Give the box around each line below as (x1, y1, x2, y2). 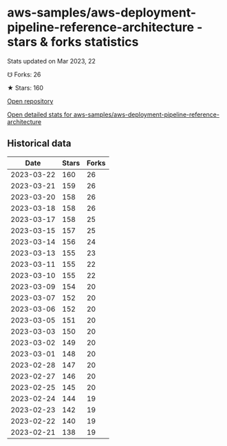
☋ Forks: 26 (7, 70, 41, 79)
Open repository (7, 97, 54, 105)
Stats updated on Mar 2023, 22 (7, 57, 96, 65)
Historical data (7, 138, 72, 150)
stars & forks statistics (7, 34, 139, 50)
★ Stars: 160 (7, 83, 43, 92)
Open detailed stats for (7, 110, 72, 119)
